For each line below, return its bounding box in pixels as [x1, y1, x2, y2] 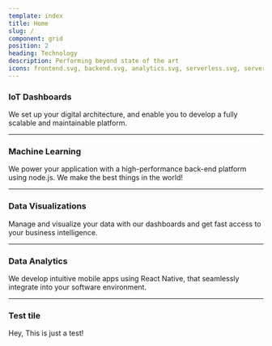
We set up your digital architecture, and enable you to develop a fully [8, 110, 238, 120]
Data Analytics [8, 255, 68, 267]
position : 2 [8, 42, 49, 50]
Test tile [8, 310, 41, 321]
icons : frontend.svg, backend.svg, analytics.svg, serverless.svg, [8, 65, 241, 73]
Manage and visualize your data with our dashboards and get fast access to [8, 219, 261, 229]
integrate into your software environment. [8, 282, 147, 292]
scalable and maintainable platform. [8, 118, 128, 128]
